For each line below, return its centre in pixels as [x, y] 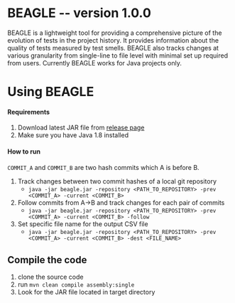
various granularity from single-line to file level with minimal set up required [118, 55]
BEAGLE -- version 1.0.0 [79, 13]
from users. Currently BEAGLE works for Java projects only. [95, 63]
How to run [24, 151]
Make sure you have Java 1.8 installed [73, 135]
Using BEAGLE [51, 92]
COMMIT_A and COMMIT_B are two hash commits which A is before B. [104, 167]
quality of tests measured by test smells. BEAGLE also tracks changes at [113, 48]
